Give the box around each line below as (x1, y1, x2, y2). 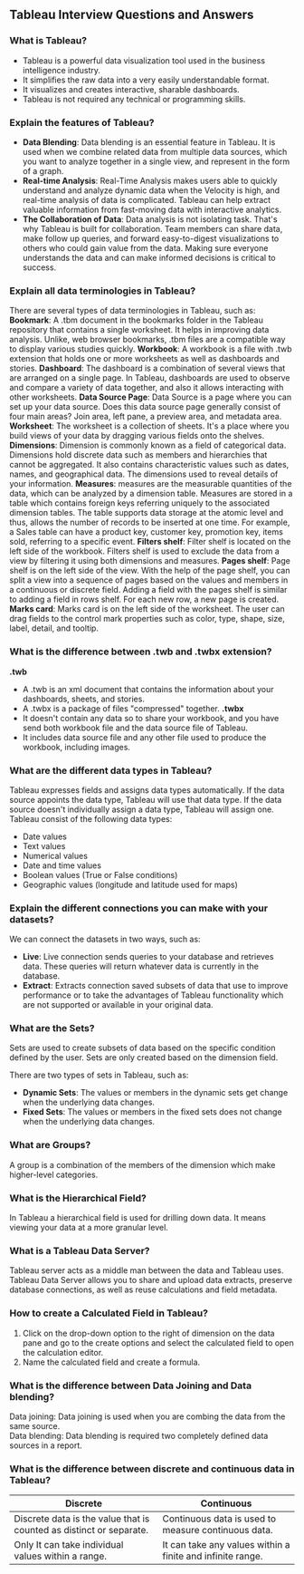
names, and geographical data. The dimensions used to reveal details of (9, 468, 279, 479)
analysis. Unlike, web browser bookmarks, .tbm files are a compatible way (9, 334, 286, 345)
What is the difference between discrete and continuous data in (9, 1463, 295, 1475)
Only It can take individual (14, 1539, 124, 1551)
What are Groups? (9, 1139, 91, 1152)
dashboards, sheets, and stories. (22, 693, 145, 704)
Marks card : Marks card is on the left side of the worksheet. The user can (9, 604, 285, 614)
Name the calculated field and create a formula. (22, 1357, 201, 1367)
